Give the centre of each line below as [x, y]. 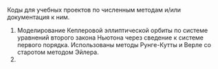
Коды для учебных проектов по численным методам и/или [94, 10]
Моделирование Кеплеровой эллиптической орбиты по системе [112, 30]
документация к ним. [39, 17]
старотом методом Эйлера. [58, 52]
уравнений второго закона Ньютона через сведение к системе [110, 38]
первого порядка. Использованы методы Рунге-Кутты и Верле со [114, 45]
